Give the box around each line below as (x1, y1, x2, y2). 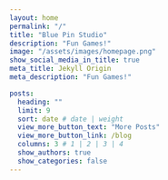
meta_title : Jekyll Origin (9, 65, 112, 74)
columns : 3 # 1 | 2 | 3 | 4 (17, 140, 124, 149)
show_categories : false (17, 156, 107, 165)
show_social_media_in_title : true (9, 55, 141, 65)
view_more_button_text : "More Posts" (17, 123, 161, 132)
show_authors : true (17, 148, 92, 157)
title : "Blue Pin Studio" (9, 30, 107, 39)
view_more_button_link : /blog (17, 131, 132, 141)
